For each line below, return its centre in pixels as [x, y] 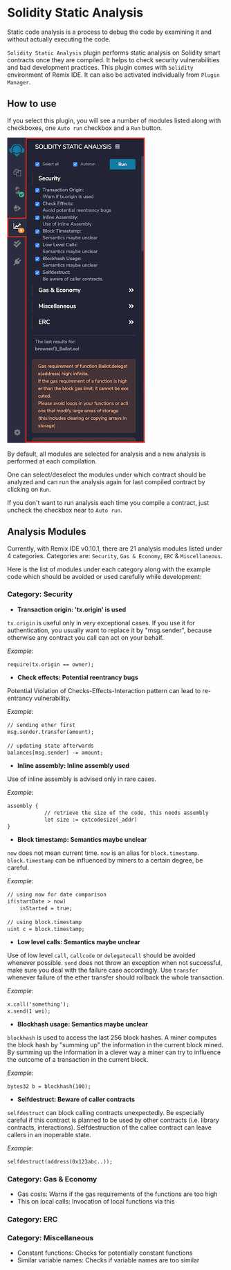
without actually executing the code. [59, 39]
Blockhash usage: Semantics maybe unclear [83, 1024]
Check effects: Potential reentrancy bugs [77, 677]
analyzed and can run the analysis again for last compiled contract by [106, 481]
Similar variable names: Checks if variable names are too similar [108, 1260]
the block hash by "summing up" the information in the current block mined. [115, 1044]
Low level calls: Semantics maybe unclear [78, 941]
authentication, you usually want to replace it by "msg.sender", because [110, 630]
